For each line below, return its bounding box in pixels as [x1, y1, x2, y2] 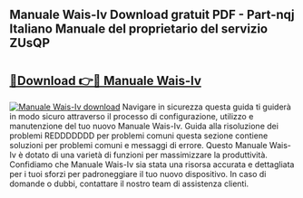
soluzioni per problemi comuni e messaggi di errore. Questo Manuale [9, 140, 268, 150]
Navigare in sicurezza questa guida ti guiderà [122, 101, 292, 112]
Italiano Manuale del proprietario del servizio [9, 22, 269, 37]
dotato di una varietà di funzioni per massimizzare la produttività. [24, 149, 268, 160]
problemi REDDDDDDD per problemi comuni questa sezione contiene [9, 130, 269, 141]
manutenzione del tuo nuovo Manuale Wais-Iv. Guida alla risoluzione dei [9, 121, 279, 131]
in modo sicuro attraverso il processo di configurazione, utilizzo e [9, 111, 254, 121]
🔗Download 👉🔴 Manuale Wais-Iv [9, 72, 202, 89]
